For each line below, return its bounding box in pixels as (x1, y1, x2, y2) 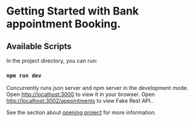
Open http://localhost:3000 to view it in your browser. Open (6, 91, 155, 98)
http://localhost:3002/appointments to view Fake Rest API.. (6, 97, 153, 104)
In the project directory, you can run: (6, 57, 98, 64)
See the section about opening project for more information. (6, 109, 156, 116)
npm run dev (6, 72, 42, 79)
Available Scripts (6, 41, 72, 51)
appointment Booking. (6, 17, 121, 31)
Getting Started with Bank (6, 4, 139, 18)
